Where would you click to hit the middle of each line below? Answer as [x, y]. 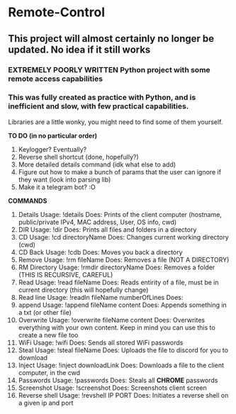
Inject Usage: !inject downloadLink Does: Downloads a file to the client [121, 365]
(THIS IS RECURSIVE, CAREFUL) [66, 274]
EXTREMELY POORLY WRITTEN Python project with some [109, 69]
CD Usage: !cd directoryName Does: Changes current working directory [123, 237]
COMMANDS [28, 201]
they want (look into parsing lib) [64, 179]
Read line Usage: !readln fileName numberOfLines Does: [101, 297]
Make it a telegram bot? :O [57, 187]
